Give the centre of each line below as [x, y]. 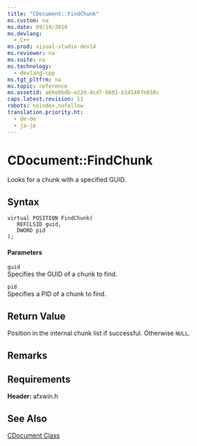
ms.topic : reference [38, 86]
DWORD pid [31, 231]
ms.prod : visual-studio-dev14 [52, 47]
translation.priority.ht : [45, 112]
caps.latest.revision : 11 [45, 100]
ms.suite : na [26, 60]
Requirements [39, 379]
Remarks [28, 355]
